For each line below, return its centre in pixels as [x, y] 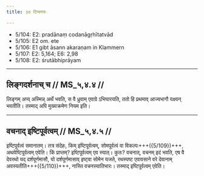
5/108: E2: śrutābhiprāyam [48, 60]
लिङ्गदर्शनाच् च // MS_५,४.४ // [55, 85]
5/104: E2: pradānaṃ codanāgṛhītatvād [64, 34]
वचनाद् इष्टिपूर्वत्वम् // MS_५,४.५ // [59, 131]
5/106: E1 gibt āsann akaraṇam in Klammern [70, 47]
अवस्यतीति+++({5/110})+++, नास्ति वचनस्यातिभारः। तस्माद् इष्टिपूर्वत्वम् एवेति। [86, 166]
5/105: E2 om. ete [37, 41]
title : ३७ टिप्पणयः [26, 12]
